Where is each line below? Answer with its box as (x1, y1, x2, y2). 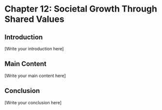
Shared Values (4, 14, 65, 25)
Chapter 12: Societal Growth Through (4, 3, 157, 15)
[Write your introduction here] (4, 46, 64, 51)
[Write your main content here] (4, 73, 66, 79)
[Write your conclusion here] (4, 99, 62, 105)
